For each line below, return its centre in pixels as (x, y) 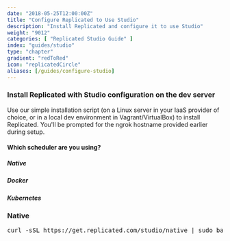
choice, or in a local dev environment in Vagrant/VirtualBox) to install (104, 117)
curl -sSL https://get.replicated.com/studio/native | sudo (110, 230)
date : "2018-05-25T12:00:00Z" (50, 13)
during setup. (26, 132)
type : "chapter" (30, 52)
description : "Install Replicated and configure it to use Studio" (105, 26)
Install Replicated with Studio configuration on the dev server (111, 95)
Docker (18, 181)
